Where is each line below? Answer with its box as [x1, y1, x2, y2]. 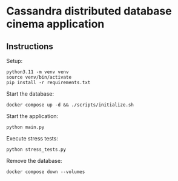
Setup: [6, 58, 23, 64]
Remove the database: [6, 157, 62, 164]
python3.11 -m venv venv [6, 69, 69, 75]
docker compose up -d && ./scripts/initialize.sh [6, 102, 134, 108]
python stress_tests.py [6, 146, 67, 153]
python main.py [6, 124, 45, 130]
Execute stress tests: [6, 135, 59, 142]
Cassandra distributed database [6, 4, 172, 18]
